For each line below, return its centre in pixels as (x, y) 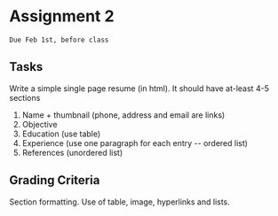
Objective (40, 124)
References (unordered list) (72, 152)
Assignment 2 (62, 16)
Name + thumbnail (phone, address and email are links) (123, 115)
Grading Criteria (55, 180)
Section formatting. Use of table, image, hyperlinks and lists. (120, 202)
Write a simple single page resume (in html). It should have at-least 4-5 (139, 88)
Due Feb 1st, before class (59, 40)
